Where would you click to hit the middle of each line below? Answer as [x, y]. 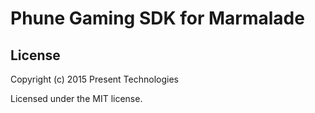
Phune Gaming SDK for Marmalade [157, 18]
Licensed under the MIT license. [76, 98]
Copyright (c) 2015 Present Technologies [94, 79]
